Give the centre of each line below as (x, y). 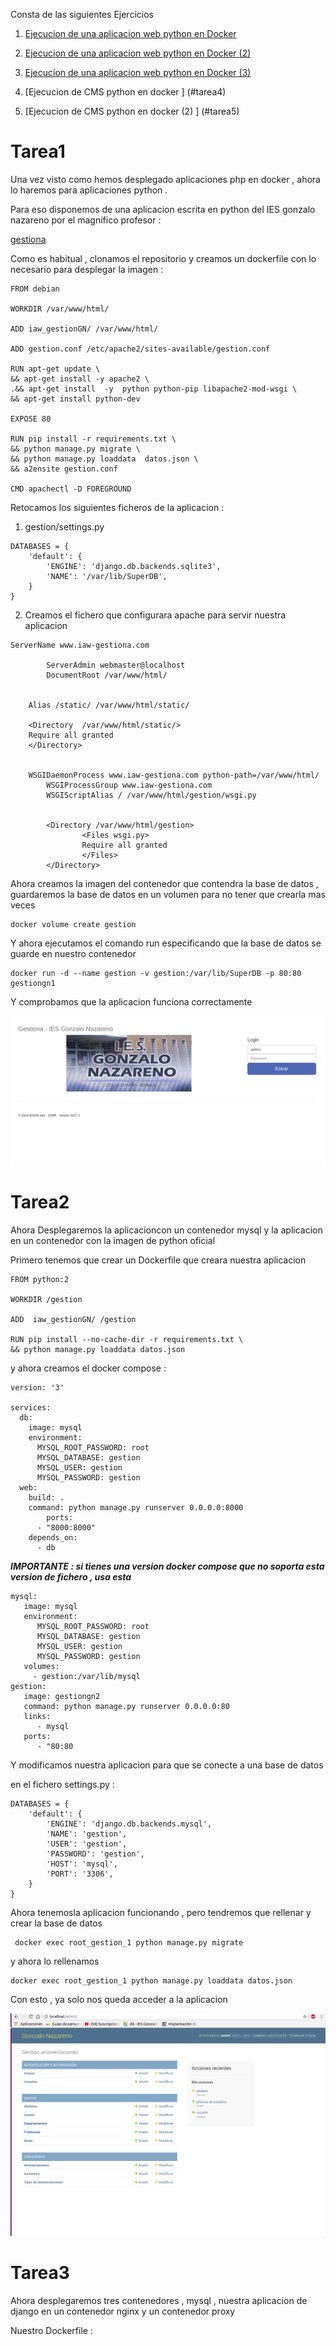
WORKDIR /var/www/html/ (60, 309)
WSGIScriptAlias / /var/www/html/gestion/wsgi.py (151, 795)
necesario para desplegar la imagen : (87, 269)
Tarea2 (40, 1202)
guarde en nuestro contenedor (73, 953)
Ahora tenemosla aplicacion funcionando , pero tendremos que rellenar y (161, 1913)
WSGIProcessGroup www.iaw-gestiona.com (129, 785)
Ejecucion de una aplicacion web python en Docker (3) (138, 72)
